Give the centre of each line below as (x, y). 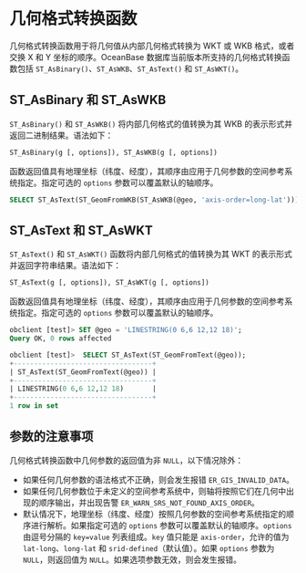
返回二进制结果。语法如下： (61, 135)
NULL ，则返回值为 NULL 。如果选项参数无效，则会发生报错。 (132, 559)
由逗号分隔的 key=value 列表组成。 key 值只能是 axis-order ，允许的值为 (156, 537)
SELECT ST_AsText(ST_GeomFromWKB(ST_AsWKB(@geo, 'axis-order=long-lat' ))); (156, 200)
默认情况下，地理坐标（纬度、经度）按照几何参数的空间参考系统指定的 (154, 514)
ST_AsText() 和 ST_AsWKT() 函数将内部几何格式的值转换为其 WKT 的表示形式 (151, 254)
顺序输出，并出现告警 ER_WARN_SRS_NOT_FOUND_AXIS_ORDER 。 (149, 502)
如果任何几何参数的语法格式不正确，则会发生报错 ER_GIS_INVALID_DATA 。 (158, 479)
